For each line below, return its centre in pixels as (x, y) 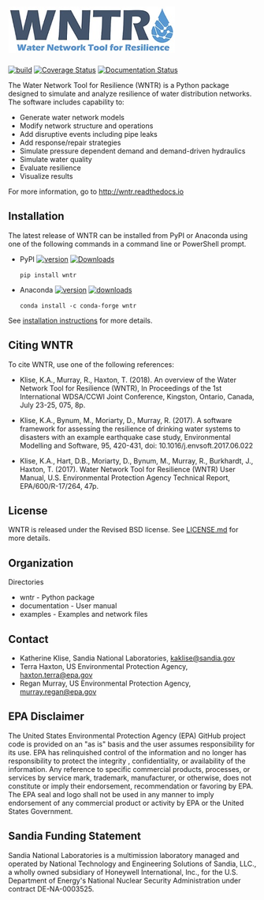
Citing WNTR (41, 345)
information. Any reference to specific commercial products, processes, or (129, 769)
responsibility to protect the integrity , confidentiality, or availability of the (127, 761)
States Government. (41, 811)
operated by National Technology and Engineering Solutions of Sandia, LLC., (132, 864)
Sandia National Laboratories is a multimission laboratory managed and (124, 855)
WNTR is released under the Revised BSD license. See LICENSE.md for (123, 530)
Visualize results (46, 176)
